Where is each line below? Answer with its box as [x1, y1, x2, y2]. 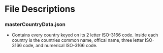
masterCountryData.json [4, 21, 66, 28]
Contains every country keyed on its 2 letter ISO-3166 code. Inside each [11, 32, 159, 38]
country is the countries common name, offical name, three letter [11, 37, 144, 43]
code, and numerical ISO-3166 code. [23, 43, 98, 49]
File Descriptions [4, 3, 75, 15]
